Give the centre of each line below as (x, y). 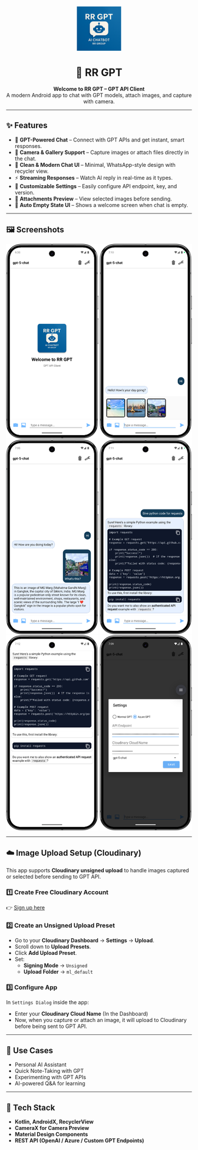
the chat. (25, 158)
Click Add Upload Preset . (46, 953)
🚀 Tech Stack (31, 1107)
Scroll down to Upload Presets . (53, 947)
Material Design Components (51, 1134)
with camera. (99, 101)
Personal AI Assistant (40, 1064)
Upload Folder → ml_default (58, 972)
